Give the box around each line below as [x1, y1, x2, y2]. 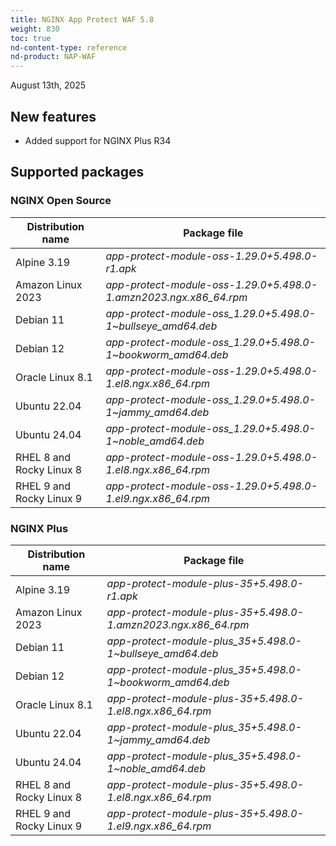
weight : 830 [10, 24, 60, 34]
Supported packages [10, 164, 145, 181]
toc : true [10, 33, 52, 43]
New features [10, 108, 97, 125]
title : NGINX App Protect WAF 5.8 [10, 14, 155, 25]
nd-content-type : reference [10, 42, 128, 53]
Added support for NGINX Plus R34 [24, 134, 172, 146]
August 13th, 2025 [10, 79, 87, 91]
